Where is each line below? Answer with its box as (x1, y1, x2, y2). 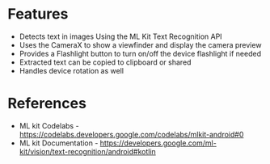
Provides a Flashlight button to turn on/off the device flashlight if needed (19, 48, 262, 58)
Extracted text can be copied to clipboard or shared (19, 57, 192, 67)
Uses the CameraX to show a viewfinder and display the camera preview (19, 40, 262, 49)
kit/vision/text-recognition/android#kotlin (19, 146, 157, 156)
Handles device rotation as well (19, 65, 124, 75)
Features (7, 5, 69, 23)
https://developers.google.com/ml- (99, 138, 217, 148)
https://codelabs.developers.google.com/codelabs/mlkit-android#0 (19, 129, 244, 139)
